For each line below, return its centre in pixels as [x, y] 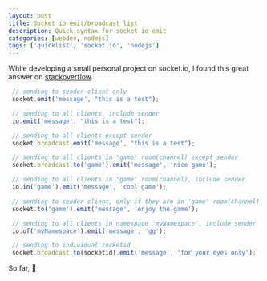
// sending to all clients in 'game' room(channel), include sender [129, 180]
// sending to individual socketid [71, 246]
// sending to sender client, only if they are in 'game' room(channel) [136, 202]
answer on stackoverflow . [51, 77]
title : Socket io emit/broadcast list [73, 23]
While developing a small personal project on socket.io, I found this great [129, 68]
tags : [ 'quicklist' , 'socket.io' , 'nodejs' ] [84, 46]
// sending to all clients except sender [82, 136]
